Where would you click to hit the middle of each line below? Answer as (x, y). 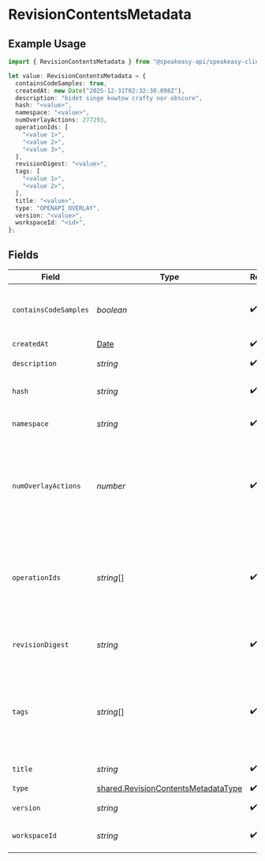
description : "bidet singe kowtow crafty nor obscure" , (109, 98)
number (111, 485)
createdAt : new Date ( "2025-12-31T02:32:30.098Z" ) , (100, 91)
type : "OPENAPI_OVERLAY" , (58, 208)
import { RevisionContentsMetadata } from (79, 62)
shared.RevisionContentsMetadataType (170, 788)
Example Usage (47, 44)
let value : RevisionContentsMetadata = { (77, 76)
